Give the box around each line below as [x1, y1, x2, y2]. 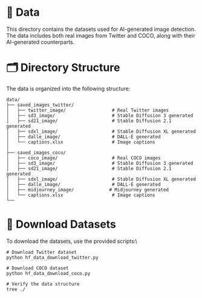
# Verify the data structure [6, 281, 80, 287]
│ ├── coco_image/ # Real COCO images [6, 154, 161, 161]
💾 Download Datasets [6, 217, 117, 231]
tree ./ [6, 286, 26, 293]
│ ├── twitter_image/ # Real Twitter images [6, 107, 169, 113]
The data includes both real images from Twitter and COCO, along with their [6, 31, 195, 39]
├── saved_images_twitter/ [6, 102, 74, 108]
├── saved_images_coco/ [6, 150, 67, 156]
